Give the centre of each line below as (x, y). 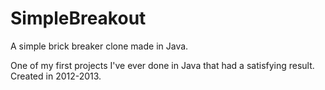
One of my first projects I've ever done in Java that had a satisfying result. (162, 65)
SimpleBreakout (78, 18)
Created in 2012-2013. (56, 76)
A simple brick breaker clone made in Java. (99, 46)
